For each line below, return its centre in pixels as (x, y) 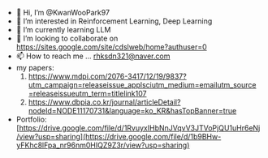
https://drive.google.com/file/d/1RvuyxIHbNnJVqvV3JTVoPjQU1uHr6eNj (140, 128)
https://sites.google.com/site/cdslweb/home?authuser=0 (111, 47)
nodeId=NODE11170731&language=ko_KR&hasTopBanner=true (132, 111)
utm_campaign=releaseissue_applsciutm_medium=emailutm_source (142, 85)
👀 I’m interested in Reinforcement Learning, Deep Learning (114, 21)
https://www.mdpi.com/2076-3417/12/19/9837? (107, 76)
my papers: (35, 68)
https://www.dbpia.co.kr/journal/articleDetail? (104, 102)
